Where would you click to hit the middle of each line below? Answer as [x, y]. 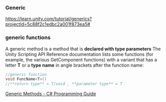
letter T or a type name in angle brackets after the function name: [75, 65]
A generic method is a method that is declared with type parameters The [83, 49]
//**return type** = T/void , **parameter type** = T [64, 84]
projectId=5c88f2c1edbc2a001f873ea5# [48, 24]
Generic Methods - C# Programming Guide [51, 94]
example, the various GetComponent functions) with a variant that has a [81, 59]
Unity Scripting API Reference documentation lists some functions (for [79, 54]
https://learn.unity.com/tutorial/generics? [49, 19]
